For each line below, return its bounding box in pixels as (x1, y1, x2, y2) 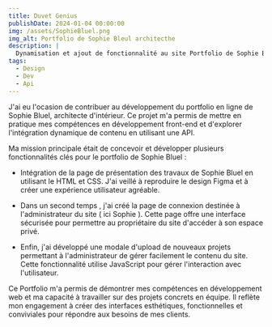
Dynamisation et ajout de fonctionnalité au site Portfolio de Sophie (15, 49, 259, 57)
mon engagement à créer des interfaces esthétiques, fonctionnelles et (8, 300, 243, 310)
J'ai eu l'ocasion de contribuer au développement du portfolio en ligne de (8, 102, 253, 112)
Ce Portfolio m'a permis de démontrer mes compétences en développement (8, 283, 262, 293)
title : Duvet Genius (8, 11, 79, 20)
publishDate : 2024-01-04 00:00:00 (8, 19, 125, 28)
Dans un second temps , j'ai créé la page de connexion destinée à (19, 200, 240, 210)
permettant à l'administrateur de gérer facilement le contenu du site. (19, 250, 249, 260)
